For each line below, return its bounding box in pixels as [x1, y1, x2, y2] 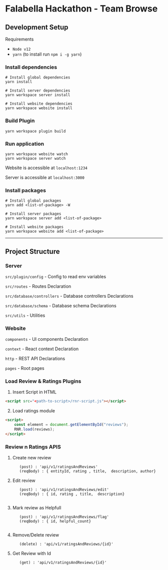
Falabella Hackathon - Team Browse [5, 3, 158, 15]
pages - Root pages [5, 365, 44, 371]
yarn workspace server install [5, 93, 70, 98]
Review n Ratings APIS [5, 443, 61, 450]
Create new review [12, 455, 51, 461]
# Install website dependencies [5, 101, 72, 107]
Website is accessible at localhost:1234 [5, 165, 87, 171]
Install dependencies [5, 64, 57, 71]
